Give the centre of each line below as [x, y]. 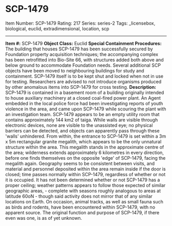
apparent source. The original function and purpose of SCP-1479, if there [82, 212]
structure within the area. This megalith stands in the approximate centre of [85, 147]
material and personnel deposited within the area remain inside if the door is [85, 169]
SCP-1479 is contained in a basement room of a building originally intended [85, 92]
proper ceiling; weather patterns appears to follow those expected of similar [85, 185]
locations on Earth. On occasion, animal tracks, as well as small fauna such [84, 201]
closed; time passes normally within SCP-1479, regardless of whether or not [85, 174]
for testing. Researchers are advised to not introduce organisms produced [83, 81]
